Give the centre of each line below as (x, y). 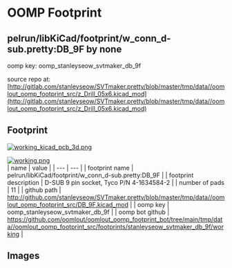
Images (23, 256)
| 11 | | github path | (34, 190)
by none (104, 49)
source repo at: (29, 79)
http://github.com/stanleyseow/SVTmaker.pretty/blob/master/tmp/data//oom (116, 197)
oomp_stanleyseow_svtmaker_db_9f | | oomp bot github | (88, 212)
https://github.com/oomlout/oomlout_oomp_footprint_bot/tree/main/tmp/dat (115, 219)
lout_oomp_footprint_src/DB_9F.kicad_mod (68, 204)
